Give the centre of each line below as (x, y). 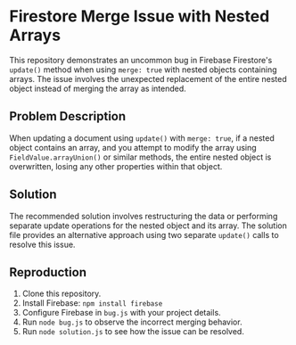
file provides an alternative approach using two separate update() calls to (144, 234)
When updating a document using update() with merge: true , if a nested (142, 138)
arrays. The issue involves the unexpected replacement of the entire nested (148, 78)
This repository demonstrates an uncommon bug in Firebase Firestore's (141, 60)
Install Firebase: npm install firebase (92, 303)
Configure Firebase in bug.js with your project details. (121, 313)
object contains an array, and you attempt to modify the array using (133, 147)
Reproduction (48, 272)
